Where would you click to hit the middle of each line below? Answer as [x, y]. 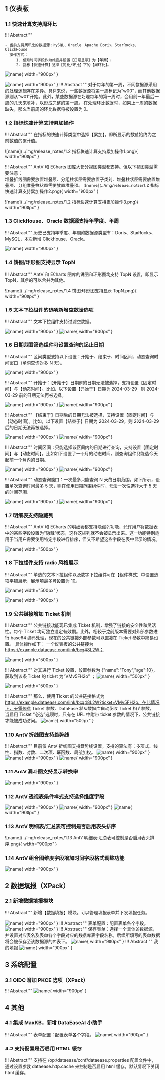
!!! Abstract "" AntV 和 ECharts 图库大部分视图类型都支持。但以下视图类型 [79, 167]
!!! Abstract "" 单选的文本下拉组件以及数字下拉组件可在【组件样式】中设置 [80, 574]
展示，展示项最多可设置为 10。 [49, 581]
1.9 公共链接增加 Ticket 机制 [38, 614]
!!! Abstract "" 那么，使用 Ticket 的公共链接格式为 [55, 696]
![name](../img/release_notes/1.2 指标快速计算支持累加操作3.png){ [72, 202]
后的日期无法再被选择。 [29, 428]
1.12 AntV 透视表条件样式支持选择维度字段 [55, 796]
